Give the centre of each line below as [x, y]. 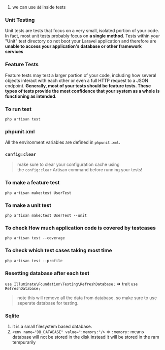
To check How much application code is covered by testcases [81, 228]
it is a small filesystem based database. [52, 327]
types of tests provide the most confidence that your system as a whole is [82, 91]
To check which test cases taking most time [59, 250]
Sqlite [12, 315]
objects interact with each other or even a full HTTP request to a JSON [77, 80]
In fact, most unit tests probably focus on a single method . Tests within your [82, 36]
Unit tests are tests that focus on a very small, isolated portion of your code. [82, 31]
